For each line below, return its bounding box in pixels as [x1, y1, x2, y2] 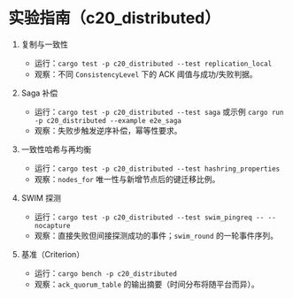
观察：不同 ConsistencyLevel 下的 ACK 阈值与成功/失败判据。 [34, 68, 258, 80]
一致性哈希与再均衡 [20, 143, 92, 155]
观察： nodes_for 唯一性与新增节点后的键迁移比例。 [34, 173, 220, 184]
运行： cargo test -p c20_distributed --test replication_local [34, 57, 273, 68]
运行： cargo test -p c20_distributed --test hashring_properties [34, 163, 281, 173]
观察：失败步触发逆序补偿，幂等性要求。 [34, 125, 182, 135]
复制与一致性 [20, 39, 68, 50]
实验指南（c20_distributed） [8, 8, 220, 28]
